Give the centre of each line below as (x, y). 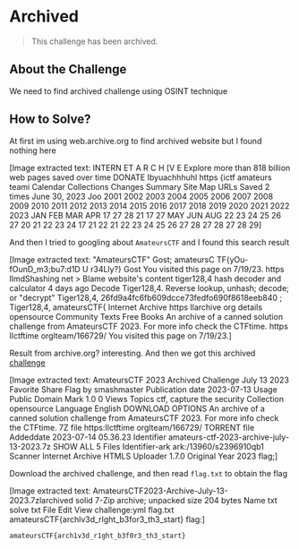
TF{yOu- (232, 259)
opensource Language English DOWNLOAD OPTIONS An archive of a (137, 408)
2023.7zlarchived (42, 500)
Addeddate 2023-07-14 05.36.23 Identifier (88, 437)
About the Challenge (68, 69)
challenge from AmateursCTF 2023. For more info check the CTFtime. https (149, 326)
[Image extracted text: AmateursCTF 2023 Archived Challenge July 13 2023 (149, 380)
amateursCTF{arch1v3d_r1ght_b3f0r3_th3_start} (98, 536)
